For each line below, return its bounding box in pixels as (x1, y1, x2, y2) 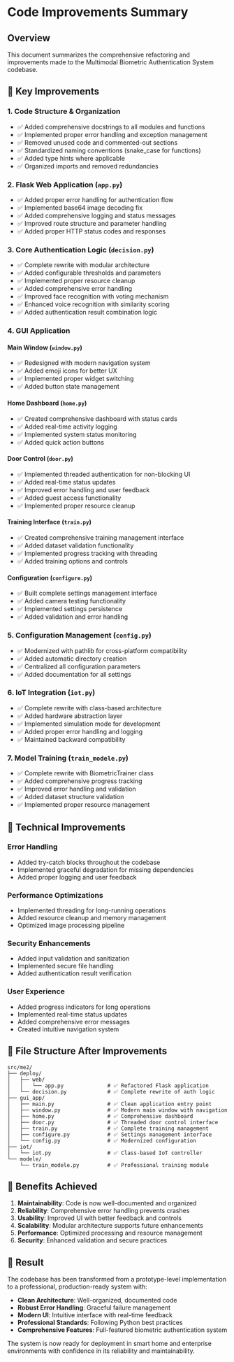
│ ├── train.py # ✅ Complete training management (7, 1125, 210, 1132)
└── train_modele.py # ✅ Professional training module (20, 1161, 210, 1168)
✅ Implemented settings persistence (17, 605, 123, 613)
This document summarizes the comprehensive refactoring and (7, 50, 191, 59)
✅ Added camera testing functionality (17, 597, 126, 605)
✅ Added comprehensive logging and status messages (17, 211, 176, 220)
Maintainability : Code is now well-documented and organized (17, 1199, 197, 1207)
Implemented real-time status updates (17, 1010, 128, 1018)
